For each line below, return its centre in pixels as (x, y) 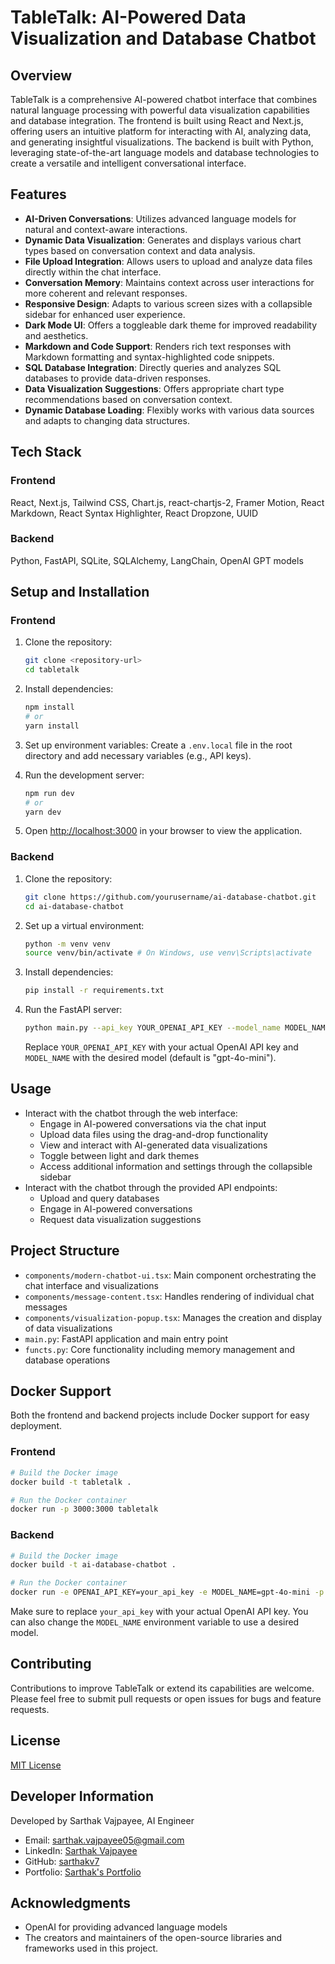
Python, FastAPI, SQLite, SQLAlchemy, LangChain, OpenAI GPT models (157, 560)
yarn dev (43, 812)
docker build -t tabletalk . (71, 1482)
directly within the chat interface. (93, 272)
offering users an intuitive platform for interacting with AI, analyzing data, (161, 131)
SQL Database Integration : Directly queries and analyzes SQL (153, 367)
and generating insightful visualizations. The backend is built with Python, (162, 142)
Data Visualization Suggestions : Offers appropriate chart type (154, 388)
